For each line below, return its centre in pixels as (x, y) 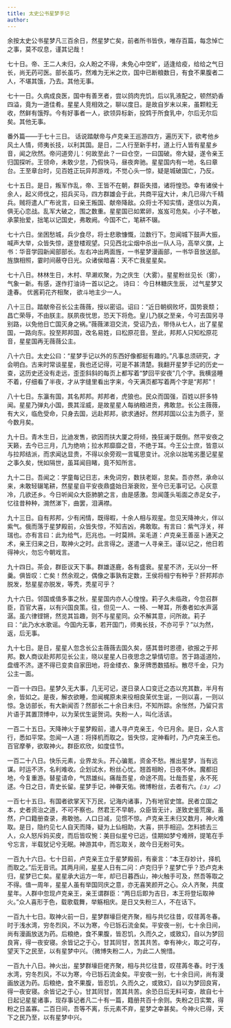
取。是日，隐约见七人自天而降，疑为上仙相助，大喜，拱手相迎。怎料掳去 (109, 827)
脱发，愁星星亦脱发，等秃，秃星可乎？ (61, 584)
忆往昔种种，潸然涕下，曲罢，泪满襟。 (61, 503)
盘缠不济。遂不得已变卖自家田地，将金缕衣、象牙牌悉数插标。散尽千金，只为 (115, 665)
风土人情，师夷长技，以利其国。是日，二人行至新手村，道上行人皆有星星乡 (112, 145)
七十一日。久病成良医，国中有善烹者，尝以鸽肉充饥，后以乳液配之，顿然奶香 (115, 95)
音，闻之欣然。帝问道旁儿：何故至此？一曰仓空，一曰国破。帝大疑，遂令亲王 (115, 153)
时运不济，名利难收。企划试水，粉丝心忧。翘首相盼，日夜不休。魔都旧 (118, 769)
